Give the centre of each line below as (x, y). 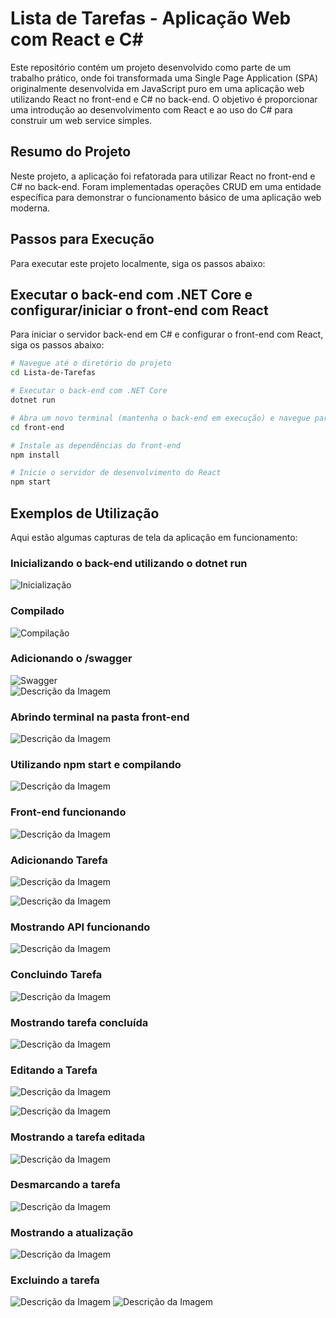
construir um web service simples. (81, 120)
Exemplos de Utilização (85, 513)
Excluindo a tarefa (55, 1280)
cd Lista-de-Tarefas (53, 373)
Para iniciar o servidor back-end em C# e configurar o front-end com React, (167, 334)
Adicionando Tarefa (59, 860)
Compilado (37, 611)
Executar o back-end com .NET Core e (131, 294)
